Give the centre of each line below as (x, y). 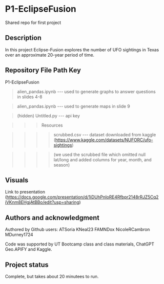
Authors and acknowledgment (52, 218)
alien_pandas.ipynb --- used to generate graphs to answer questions (86, 91)
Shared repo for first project (33, 22)
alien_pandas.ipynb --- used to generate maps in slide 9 (73, 106)
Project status (27, 265)
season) (61, 165)
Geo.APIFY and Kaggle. (29, 249)
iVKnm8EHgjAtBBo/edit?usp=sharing (42, 202)
